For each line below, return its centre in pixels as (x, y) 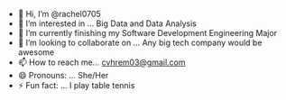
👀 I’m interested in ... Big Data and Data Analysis (107, 23)
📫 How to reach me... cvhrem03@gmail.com (101, 62)
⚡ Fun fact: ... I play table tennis (76, 85)
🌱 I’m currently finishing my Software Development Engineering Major (148, 33)
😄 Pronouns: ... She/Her (63, 75)
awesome (36, 52)
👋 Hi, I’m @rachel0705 (59, 14)
